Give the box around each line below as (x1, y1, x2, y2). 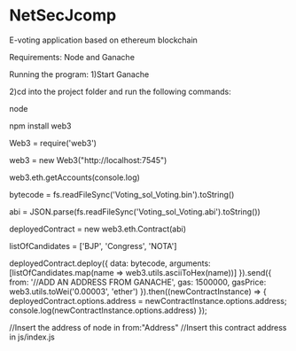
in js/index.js (9, 331, 55, 342)
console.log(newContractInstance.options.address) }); (9, 305, 208, 316)
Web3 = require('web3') (9, 137, 97, 148)
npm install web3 (9, 121, 72, 131)
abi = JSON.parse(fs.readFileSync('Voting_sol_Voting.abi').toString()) (9, 206, 261, 217)
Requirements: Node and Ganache (9, 51, 136, 62)
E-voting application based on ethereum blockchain (9, 35, 198, 45)
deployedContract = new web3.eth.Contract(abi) (9, 223, 187, 234)
